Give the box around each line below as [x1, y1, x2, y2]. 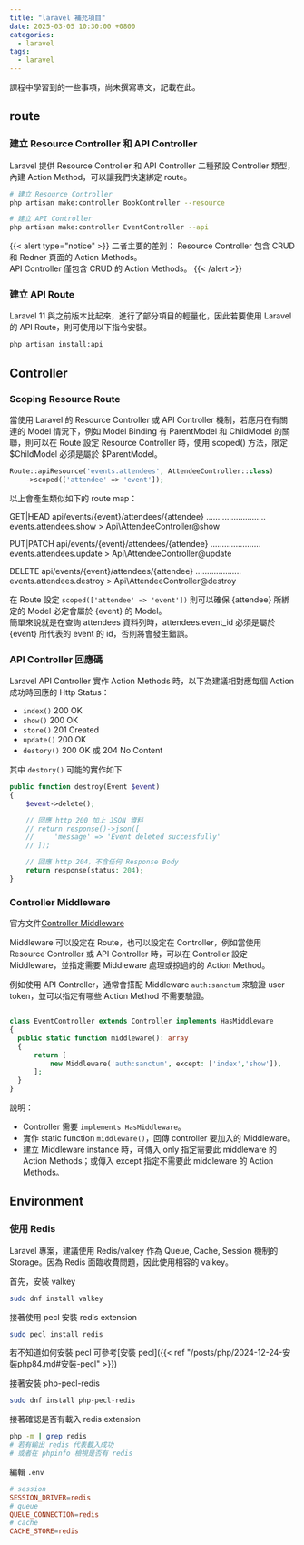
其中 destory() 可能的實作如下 [9, 764, 123, 775]
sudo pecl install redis [9, 1329, 103, 1338]
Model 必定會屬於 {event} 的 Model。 [26, 605, 167, 616]
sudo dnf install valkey [9, 1294, 103, 1303]
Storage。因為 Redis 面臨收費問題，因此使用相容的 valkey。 [9, 1257, 234, 1267]
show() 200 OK [22, 715, 79, 726]
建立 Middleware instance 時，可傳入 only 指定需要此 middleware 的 [22, 1144, 277, 1156]
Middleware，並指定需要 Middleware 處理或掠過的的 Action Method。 [9, 960, 270, 971]
